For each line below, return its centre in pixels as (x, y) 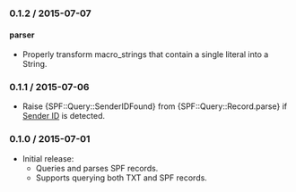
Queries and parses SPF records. (97, 168)
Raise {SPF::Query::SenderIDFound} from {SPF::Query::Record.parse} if (155, 106)
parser (22, 35)
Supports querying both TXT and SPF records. (122, 178)
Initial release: (48, 158)
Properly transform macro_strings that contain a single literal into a (145, 54)
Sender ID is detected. (64, 116)
